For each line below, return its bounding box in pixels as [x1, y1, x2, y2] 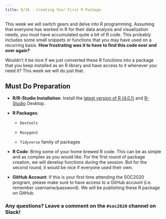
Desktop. [26, 101, 46, 107]
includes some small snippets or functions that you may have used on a [5, 37, 152, 43]
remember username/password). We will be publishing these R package [12, 185, 160, 191]
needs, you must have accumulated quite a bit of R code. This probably [5, 31, 151, 37]
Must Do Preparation [5, 82, 71, 91]
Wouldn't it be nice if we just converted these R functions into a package [5, 57, 154, 63]
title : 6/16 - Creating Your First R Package [5, 7, 101, 12]
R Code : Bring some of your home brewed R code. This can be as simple [12, 149, 162, 155]
